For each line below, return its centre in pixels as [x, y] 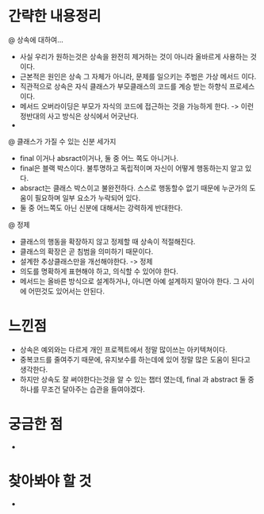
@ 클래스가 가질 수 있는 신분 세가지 [62, 141]
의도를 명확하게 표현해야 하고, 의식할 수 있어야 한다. [99, 271]
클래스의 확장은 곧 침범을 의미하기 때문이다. [86, 251]
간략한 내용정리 [55, 16]
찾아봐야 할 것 [50, 481]
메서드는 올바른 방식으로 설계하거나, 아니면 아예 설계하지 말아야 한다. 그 [130, 281]
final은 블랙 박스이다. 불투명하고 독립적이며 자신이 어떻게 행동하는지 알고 [131, 168]
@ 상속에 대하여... [36, 40]
